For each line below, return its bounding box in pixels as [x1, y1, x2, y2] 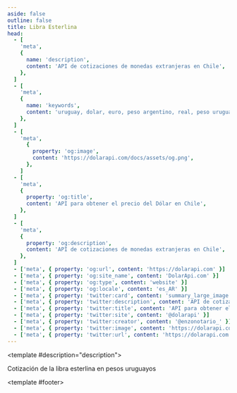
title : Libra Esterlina [7, 23, 78, 30]
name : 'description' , [25, 56, 90, 63]
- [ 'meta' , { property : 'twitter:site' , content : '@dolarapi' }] [13, 311, 210, 319]
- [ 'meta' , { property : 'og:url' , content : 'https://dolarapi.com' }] [13, 266, 226, 273]
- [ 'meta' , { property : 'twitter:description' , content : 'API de [13, 299, 210, 306]
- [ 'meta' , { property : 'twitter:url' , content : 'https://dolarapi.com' [13, 331, 232, 338]
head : [7, 30, 23, 37]
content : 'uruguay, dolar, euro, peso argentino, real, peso [25, 108, 210, 116]
